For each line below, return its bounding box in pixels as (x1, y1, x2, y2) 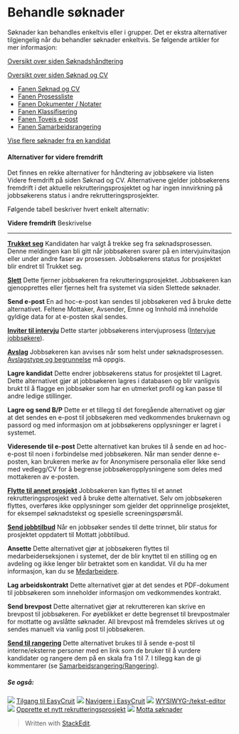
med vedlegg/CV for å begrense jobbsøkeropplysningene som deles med (7, 465, 223, 474)
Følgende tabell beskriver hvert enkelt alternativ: (7, 205, 149, 214)
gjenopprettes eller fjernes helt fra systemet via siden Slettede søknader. (7, 283, 221, 292)
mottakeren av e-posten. (7, 472, 80, 481)
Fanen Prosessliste (17, 92, 73, 101)
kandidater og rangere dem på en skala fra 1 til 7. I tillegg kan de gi (7, 654, 201, 663)
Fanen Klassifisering (17, 107, 78, 116)
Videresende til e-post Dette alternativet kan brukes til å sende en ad (7, 442, 212, 451)
